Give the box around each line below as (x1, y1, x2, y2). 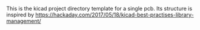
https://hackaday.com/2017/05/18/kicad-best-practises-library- (35, 11, 194, 18)
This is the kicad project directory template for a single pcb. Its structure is (6, 5, 193, 12)
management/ (6, 18, 41, 24)
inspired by (6, 11, 35, 18)
